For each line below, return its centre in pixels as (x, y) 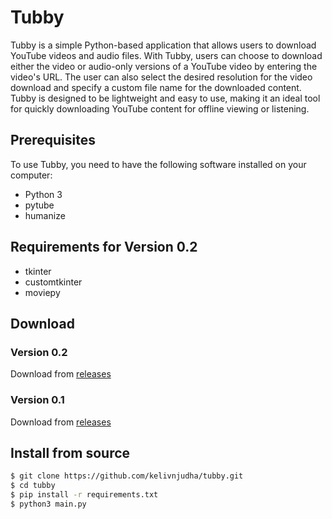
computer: (31, 175)
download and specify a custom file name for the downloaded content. (156, 87)
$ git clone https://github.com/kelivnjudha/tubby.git (127, 476)
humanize (45, 215)
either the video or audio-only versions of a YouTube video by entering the (164, 66)
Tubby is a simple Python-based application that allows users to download (163, 45)
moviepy (42, 292)
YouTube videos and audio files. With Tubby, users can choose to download (166, 55)
